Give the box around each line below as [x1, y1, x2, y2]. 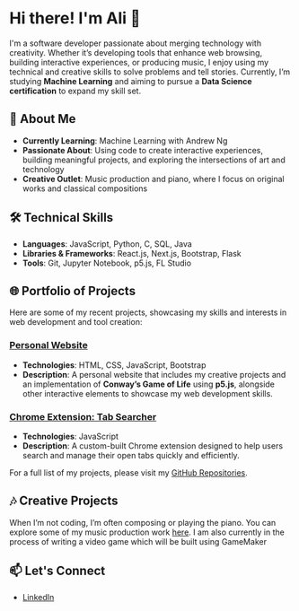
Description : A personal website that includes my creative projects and [22, 369, 286, 380]
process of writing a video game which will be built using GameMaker [9, 536, 268, 546]
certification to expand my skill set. [9, 85, 142, 96]
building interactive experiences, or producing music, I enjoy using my [9, 57, 269, 67]
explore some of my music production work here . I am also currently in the [9, 527, 285, 537]
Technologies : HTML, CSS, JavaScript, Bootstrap [22, 359, 207, 371]
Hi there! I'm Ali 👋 [9, 8, 141, 29]
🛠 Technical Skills [9, 210, 114, 225]
